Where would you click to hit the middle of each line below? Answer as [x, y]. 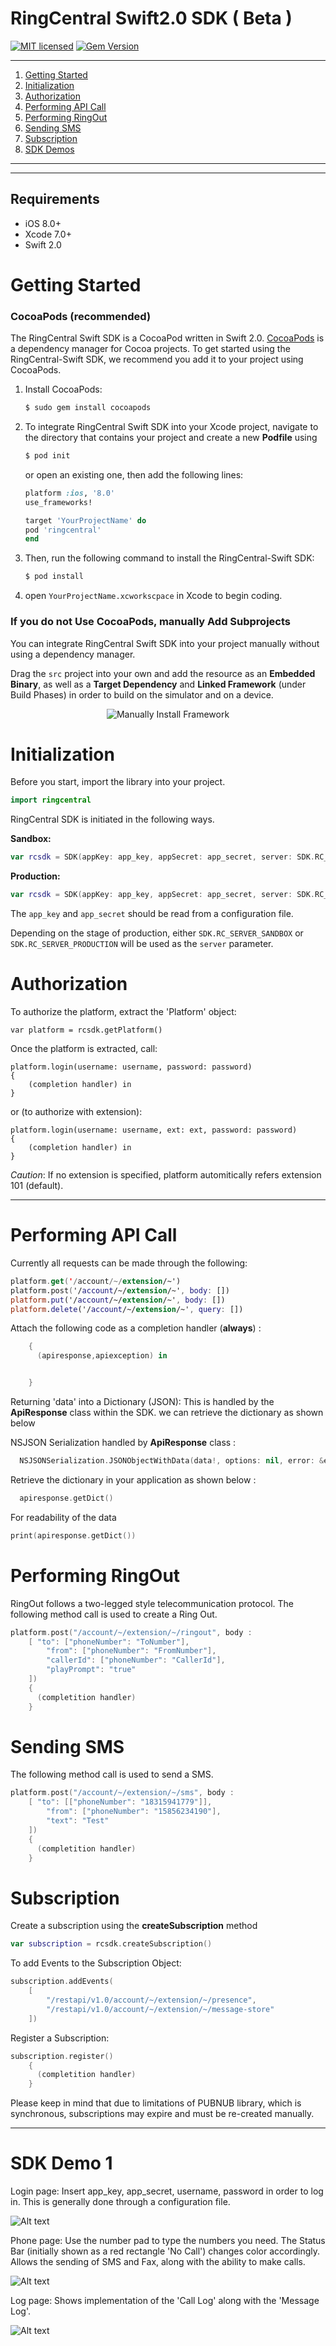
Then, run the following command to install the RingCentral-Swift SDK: [169, 558]
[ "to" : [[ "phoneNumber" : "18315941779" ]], [120, 1802]
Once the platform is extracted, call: [84, 1049]
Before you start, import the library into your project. [118, 782]
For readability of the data [63, 1517]
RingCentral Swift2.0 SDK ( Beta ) [151, 18]
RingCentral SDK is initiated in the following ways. [112, 819]
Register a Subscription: [60, 2038]
